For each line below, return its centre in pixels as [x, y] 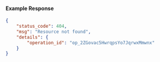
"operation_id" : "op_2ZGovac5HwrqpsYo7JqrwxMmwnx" [91, 43]
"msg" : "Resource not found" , [54, 32]
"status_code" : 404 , [42, 27]
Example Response [30, 8]
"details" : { [32, 37]
